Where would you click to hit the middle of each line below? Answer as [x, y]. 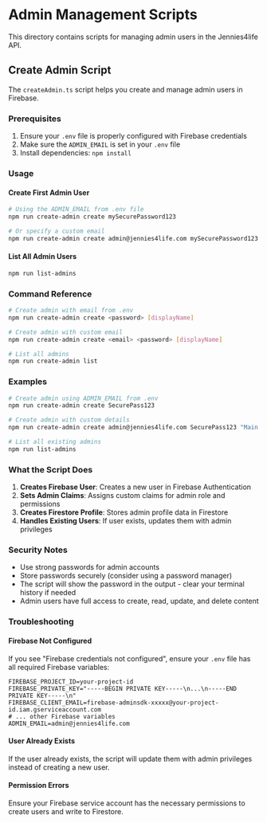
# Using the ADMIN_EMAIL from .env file [77, 210]
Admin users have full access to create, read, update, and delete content [139, 601]
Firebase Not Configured [50, 641]
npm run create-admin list [53, 361]
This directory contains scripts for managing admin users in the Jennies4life [133, 37]
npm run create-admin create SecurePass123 [82, 406]
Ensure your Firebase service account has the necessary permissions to [127, 803]
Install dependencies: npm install [75, 153]
